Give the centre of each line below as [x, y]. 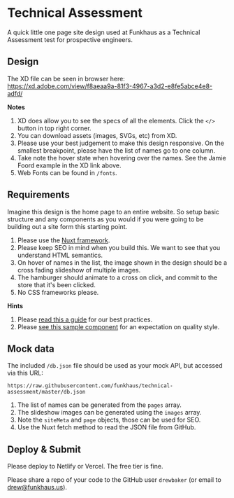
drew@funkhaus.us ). [37, 487]
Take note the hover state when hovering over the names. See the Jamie [122, 158]
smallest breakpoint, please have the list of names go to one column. [116, 150]
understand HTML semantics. [60, 255]
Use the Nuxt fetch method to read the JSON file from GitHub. [107, 427]
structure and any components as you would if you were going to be [105, 219]
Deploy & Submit [44, 449]
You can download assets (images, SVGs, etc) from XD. [97, 135]
